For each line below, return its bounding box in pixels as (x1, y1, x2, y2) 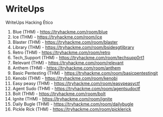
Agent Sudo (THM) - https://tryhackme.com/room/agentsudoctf (12, 85, 140, 91)
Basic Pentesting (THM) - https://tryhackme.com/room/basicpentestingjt (12, 70, 158, 76)
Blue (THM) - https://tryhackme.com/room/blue (12, 29, 108, 34)
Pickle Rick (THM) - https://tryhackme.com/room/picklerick (12, 106, 131, 112)
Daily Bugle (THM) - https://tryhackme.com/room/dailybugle (12, 101, 134, 107)
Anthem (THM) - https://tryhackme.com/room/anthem (12, 65, 121, 71)
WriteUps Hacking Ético (5, 19, 53, 25)
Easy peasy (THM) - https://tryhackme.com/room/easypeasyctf (12, 80, 140, 86)
